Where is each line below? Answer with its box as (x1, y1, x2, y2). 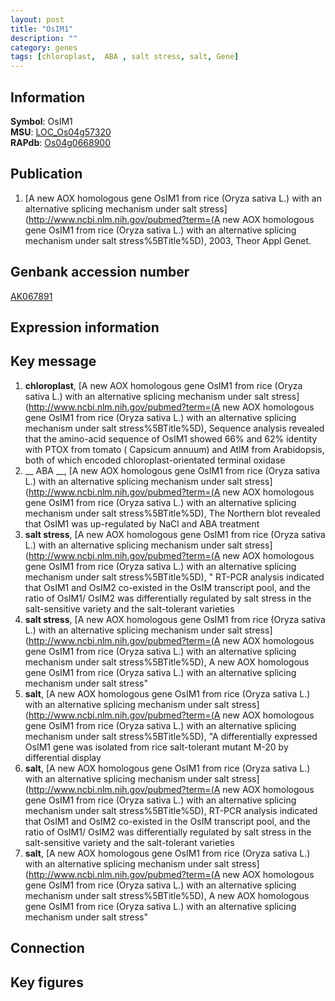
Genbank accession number (10, 264, 190, 281)
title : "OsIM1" (10, 24, 74, 34)
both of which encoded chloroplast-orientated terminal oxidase (24, 454, 286, 466)
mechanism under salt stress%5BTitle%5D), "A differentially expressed (24, 730, 318, 742)
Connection (10, 940, 85, 957)
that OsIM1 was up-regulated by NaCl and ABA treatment (24, 517, 260, 530)
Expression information (10, 319, 160, 336)
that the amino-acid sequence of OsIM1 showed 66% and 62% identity (24, 432, 318, 445)
